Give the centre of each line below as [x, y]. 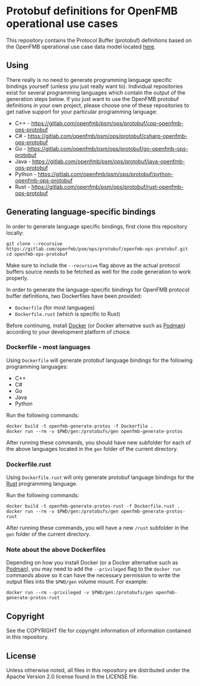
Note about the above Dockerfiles [56, 550]
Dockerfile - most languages [48, 347]
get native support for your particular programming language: [82, 111]
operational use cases [62, 24]
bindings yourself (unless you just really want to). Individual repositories [95, 86]
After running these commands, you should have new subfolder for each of [99, 442]
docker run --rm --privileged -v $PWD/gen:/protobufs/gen [80, 593]
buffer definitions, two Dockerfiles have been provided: [74, 296]
